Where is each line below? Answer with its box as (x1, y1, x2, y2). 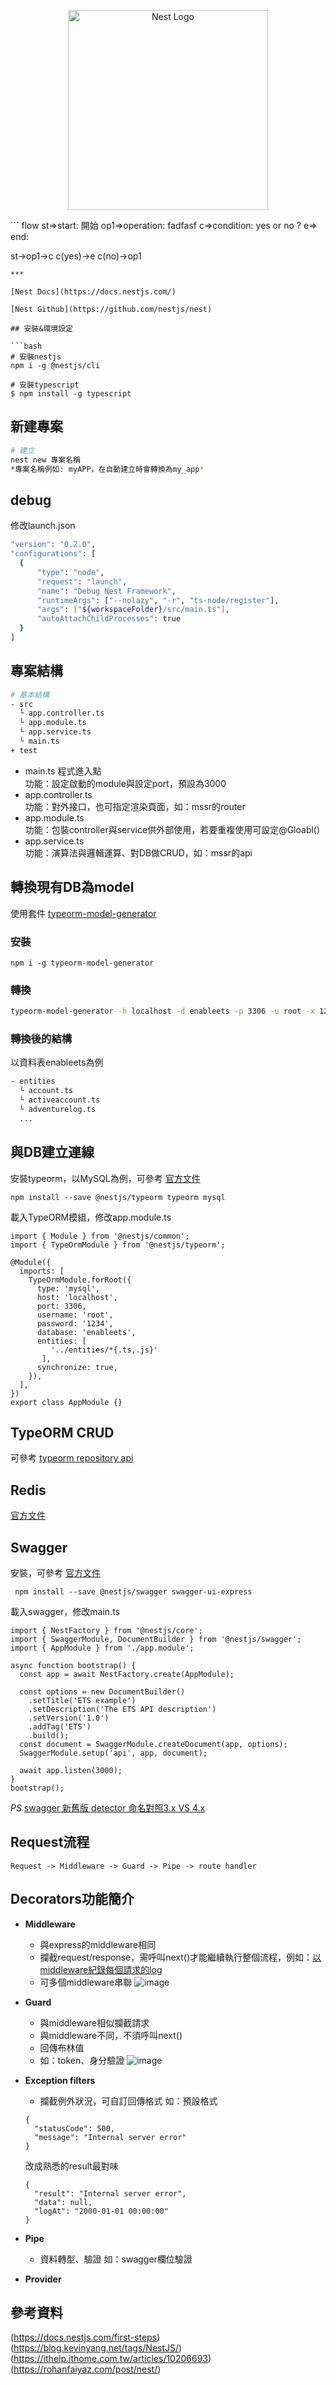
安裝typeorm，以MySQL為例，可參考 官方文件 (10, 1172, 201, 1184)
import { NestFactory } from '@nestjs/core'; (10, 1626, 203, 1636)
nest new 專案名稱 (10, 455, 81, 465)
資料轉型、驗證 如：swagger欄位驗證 (39, 2253, 193, 2265)
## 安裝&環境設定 (10, 324, 73, 334)
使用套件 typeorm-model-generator (10, 907, 157, 919)
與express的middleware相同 (39, 1938, 157, 1950)
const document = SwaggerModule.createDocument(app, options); (19, 1740, 288, 1750)
